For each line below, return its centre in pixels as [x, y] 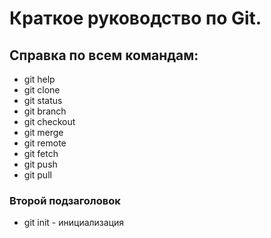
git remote [45, 143]
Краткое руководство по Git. [135, 18]
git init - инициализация [74, 223]
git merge [43, 132]
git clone [42, 90]
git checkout [49, 121]
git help [39, 79]
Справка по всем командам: [104, 55]
